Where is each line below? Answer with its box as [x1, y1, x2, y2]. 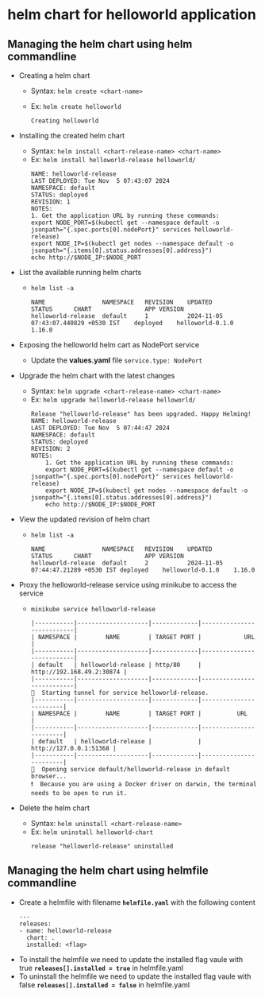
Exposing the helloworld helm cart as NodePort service [18, 340, 200, 349]
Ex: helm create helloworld [30, 102, 122, 111]
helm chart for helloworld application [7, 6, 257, 24]
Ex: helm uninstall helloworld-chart [30, 827, 154, 836]
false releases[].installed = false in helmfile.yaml [18, 980, 190, 989]
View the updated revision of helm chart [18, 514, 150, 524]
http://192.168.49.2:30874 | [30, 668, 128, 676]
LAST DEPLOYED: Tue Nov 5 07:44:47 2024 [30, 424, 170, 432]
